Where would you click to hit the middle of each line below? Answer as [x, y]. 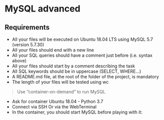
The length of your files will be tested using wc [60, 82]
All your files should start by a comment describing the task [73, 66]
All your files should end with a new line [53, 50]
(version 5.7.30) [28, 45]
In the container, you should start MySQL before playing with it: [77, 112]
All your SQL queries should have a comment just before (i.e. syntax [82, 55]
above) [19, 61]
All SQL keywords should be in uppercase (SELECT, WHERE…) [76, 71]
